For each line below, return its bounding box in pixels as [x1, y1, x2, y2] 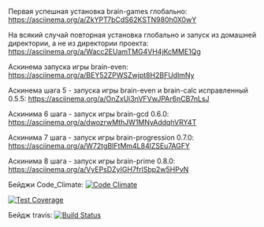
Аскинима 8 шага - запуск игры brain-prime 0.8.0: [8, 156, 176, 166]
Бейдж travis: [8, 211, 53, 219]
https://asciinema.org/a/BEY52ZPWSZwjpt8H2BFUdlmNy [8, 71, 195, 79]
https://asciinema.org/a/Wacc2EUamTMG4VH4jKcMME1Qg [8, 47, 201, 56]
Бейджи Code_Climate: [8, 180, 84, 189]
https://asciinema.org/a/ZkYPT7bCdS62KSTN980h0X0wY [8, 15, 197, 24]
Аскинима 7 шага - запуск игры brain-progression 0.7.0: [8, 133, 195, 142]
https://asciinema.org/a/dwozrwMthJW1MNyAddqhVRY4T [8, 118, 197, 126]
